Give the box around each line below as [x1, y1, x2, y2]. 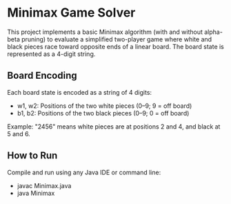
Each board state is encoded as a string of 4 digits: [7, 88, 152, 96]
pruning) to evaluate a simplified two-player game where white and [21, 35, 212, 43]
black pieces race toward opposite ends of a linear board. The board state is [7, 42, 224, 50]
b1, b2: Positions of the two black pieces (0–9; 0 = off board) [17, 109, 190, 117]
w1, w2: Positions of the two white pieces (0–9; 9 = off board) [17, 102, 192, 110]
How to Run [7, 150, 58, 162]
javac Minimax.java [17, 181, 72, 189]
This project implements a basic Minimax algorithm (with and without [7, 28, 203, 36]
